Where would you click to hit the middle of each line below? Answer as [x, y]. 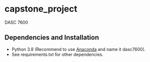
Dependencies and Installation [52, 38]
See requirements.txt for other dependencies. [57, 54]
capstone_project [41, 9]
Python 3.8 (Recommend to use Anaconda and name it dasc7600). [78, 49]
